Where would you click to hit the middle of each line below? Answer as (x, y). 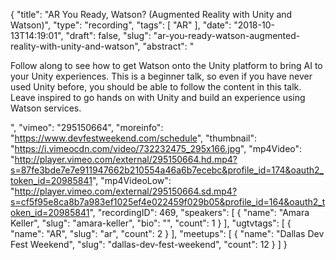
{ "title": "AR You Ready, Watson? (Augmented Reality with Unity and (151, 14)
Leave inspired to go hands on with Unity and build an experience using (158, 97)
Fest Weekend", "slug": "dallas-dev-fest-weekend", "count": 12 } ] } (149, 244)
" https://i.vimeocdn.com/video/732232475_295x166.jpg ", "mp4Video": (156, 148)
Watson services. (46, 108)
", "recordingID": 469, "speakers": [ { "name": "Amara (199, 212)
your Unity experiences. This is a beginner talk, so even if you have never (161, 76)
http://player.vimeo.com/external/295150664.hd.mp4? (126, 159)
